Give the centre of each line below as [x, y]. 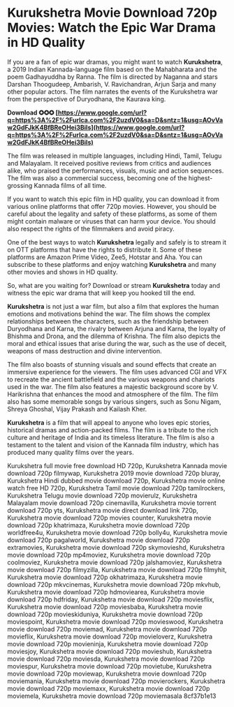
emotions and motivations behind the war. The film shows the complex [109, 314]
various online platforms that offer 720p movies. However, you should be [112, 206]
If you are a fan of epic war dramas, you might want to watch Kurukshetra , [115, 61]
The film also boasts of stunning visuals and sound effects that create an [112, 364]
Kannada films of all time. [70, 185]
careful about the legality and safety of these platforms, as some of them [112, 214]
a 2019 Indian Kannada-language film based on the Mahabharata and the [112, 69]
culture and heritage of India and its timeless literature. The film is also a [111, 437]
